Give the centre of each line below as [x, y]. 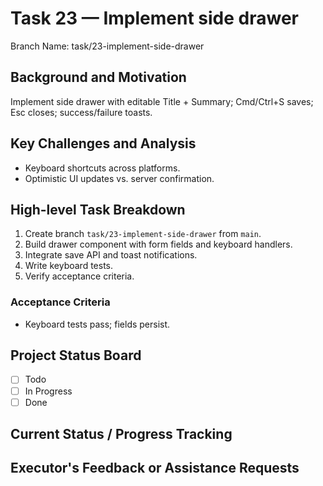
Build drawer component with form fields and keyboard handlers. [158, 244]
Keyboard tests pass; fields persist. [97, 324]
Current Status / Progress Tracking [121, 434]
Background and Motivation [98, 77]
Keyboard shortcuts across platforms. [102, 168]
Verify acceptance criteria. [79, 276]
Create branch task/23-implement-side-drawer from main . [143, 234]
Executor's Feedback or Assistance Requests [155, 468]
